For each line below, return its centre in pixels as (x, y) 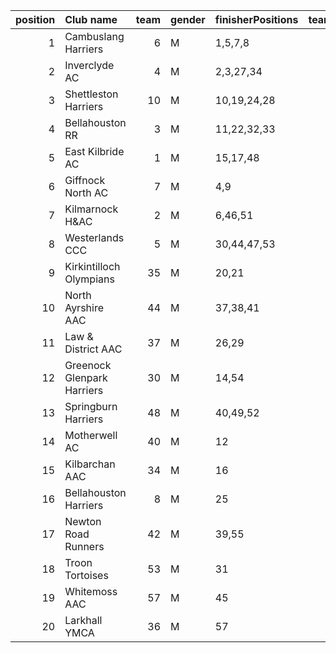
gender (188, 19)
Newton (83, 521)
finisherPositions (256, 19)
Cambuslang (94, 36)
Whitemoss (91, 591)
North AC (86, 192)
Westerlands (94, 237)
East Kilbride (94, 151)
